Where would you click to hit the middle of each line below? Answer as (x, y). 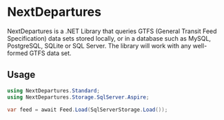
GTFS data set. (50, 53)
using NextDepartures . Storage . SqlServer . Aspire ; (78, 97)
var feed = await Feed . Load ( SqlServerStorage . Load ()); (88, 110)
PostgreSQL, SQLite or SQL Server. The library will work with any (99, 46)
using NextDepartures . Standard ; (53, 90)
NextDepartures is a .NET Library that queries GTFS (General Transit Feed (112, 31)
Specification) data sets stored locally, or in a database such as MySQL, (109, 38)
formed (18, 53)
